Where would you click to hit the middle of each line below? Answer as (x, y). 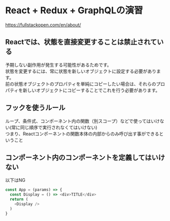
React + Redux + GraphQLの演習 (74, 10)
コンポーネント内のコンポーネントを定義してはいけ (85, 157)
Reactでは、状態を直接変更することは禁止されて (81, 42)
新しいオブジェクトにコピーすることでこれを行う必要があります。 (91, 90)
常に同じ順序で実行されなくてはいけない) (54, 127)
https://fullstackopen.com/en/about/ (43, 25)
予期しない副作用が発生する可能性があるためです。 (58, 65)
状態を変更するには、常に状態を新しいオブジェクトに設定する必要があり (81, 71)
